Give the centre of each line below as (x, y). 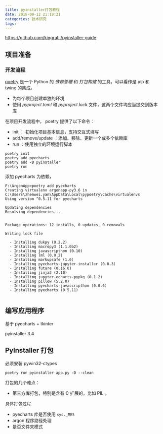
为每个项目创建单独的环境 (38, 98)
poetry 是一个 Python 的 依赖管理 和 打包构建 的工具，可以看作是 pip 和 (77, 81)
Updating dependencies (28, 207)
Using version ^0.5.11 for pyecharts (44, 199)
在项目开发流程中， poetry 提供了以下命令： (50, 121)
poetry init (17, 154)
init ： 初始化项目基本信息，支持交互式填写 (56, 131)
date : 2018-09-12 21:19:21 (33, 14)
